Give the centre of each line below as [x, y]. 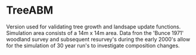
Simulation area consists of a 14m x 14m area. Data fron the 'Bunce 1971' [95, 33]
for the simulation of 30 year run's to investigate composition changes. [93, 46]
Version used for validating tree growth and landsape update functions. [94, 27]
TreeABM [30, 10]
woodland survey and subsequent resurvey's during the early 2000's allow [98, 39]
